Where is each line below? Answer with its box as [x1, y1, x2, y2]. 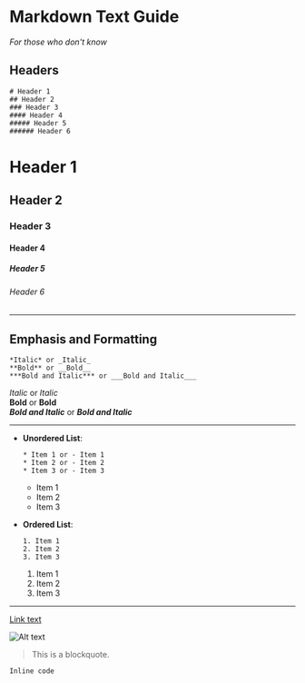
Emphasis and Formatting [9, 332, 157, 347]
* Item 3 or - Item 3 [22, 466, 104, 476]
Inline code [9, 667, 54, 676]
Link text [9, 614, 42, 625]
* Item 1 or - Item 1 [22, 450, 104, 460]
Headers [9, 63, 59, 78]
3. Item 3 [22, 552, 61, 562]
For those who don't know [9, 36, 107, 47]
